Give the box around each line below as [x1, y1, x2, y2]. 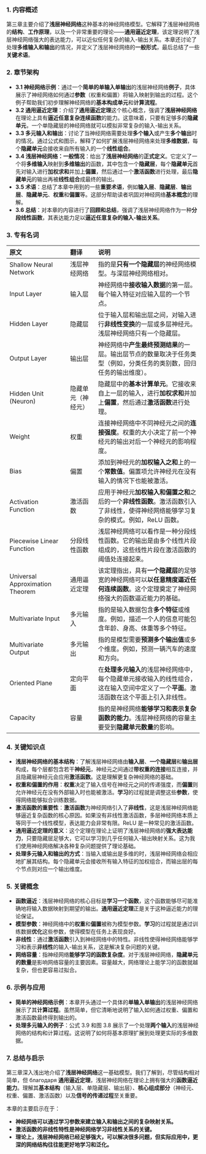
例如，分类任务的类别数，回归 [110, 359, 197, 367]
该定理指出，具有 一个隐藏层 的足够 [97, 566, 197, 575]
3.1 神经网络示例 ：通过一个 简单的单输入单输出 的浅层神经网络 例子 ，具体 [15, 83, 196, 90]
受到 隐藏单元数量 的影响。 [104, 723, 178, 731]
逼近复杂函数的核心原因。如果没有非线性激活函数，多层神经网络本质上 [20, 812, 198, 819]
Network [9, 268, 35, 276]
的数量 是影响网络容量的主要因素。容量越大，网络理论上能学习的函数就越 [15, 959, 198, 966]
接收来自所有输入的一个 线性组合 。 [47, 144, 134, 152]
